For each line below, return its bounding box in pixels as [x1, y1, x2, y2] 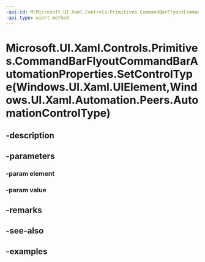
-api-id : [6, 9, 28, 15]
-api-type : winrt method [6, 15, 69, 21]
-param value [6, 186, 47, 195]
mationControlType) [6, 106, 111, 120]
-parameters [6, 151, 55, 162]
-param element [6, 170, 55, 178]
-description [6, 130, 54, 141]
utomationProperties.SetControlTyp [6, 67, 193, 81]
